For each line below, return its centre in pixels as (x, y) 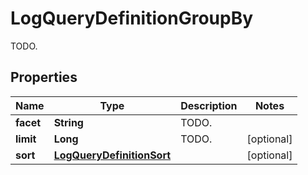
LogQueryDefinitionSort (112, 155)
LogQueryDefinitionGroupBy (132, 18)
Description (209, 105)
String (68, 122)
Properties (44, 77)
